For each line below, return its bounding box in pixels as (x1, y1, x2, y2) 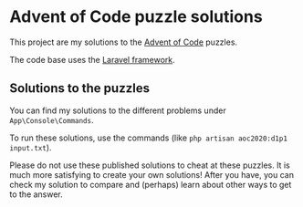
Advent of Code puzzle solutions (9, 6, 263, 27)
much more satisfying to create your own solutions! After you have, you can (9, 169, 295, 180)
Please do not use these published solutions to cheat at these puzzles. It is (9, 160, 290, 171)
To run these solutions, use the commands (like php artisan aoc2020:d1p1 (9, 132, 287, 143)
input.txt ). (9, 141, 52, 152)
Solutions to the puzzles (9, 80, 151, 97)
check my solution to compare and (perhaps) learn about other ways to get (9, 179, 292, 190)
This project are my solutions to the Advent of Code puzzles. (9, 36, 238, 47)
